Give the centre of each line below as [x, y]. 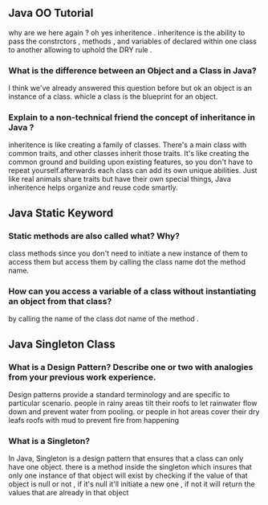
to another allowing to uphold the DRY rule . [80, 49]
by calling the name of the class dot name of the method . [104, 319]
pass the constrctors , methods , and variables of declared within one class [132, 41]
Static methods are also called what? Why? [94, 236]
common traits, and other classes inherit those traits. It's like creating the [129, 154]
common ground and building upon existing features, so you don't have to [130, 162]
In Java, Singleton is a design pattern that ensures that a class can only [126, 458]
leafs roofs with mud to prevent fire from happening [93, 421]
